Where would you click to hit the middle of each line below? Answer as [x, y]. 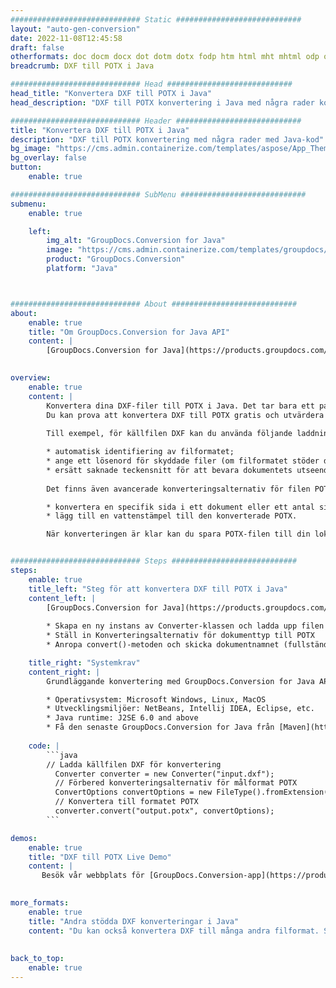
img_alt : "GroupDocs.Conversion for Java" [136, 241]
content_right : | [64, 672]
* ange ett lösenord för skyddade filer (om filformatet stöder [183, 461]
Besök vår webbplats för [93, 876]
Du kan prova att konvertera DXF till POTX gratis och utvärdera [185, 415]
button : [26, 167]
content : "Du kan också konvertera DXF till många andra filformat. [174, 931]
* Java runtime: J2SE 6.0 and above [122, 718]
